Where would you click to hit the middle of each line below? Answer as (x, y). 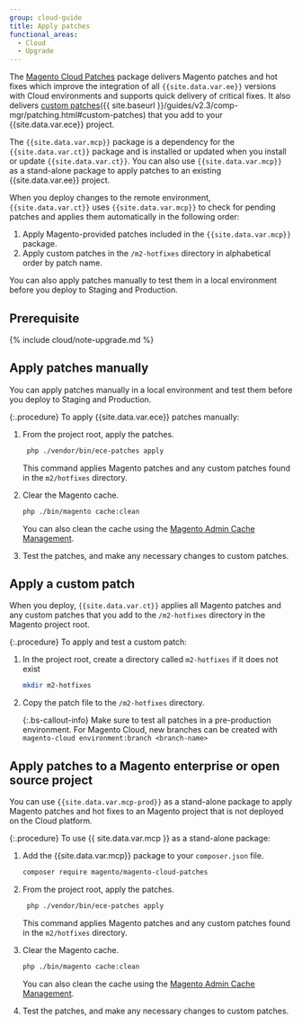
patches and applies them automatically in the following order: (124, 217)
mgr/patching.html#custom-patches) (78, 115)
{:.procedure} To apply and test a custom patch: (98, 642)
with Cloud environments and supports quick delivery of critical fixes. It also (150, 96)
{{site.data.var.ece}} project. (62, 125)
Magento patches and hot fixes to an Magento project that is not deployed (147, 811)
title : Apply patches (50, 26)
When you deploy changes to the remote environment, (110, 198)
